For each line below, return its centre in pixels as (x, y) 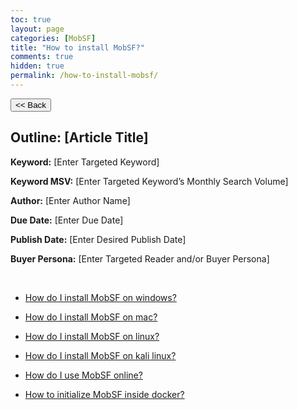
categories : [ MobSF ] (53, 38)
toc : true (31, 19)
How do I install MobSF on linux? (92, 336)
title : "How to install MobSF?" (77, 47)
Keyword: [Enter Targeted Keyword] (85, 162)
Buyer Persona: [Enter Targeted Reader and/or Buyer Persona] (140, 258)
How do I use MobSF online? (83, 375)
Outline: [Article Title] (79, 137)
